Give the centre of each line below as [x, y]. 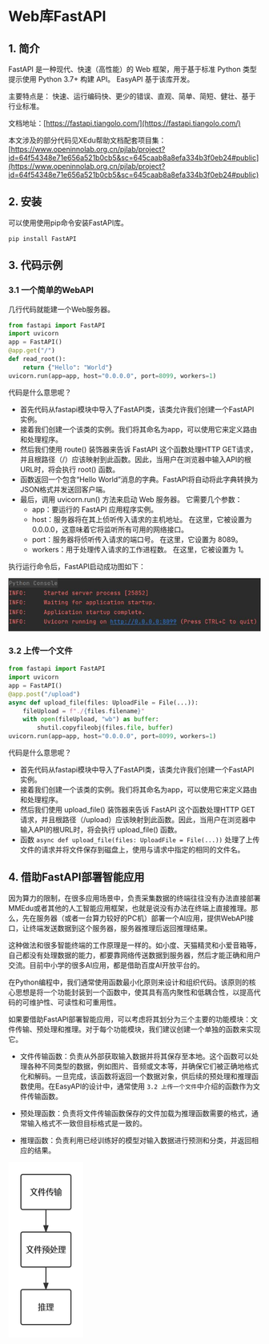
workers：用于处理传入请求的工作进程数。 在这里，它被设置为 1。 [140, 549]
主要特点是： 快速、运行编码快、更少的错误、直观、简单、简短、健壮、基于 [132, 96]
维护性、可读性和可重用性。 [75, 1002]
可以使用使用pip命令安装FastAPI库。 [68, 223]
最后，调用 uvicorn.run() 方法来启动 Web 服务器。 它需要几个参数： [131, 499]
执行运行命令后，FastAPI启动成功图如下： [77, 566]
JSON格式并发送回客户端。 [65, 489]
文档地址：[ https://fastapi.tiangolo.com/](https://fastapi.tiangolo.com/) [125, 123]
